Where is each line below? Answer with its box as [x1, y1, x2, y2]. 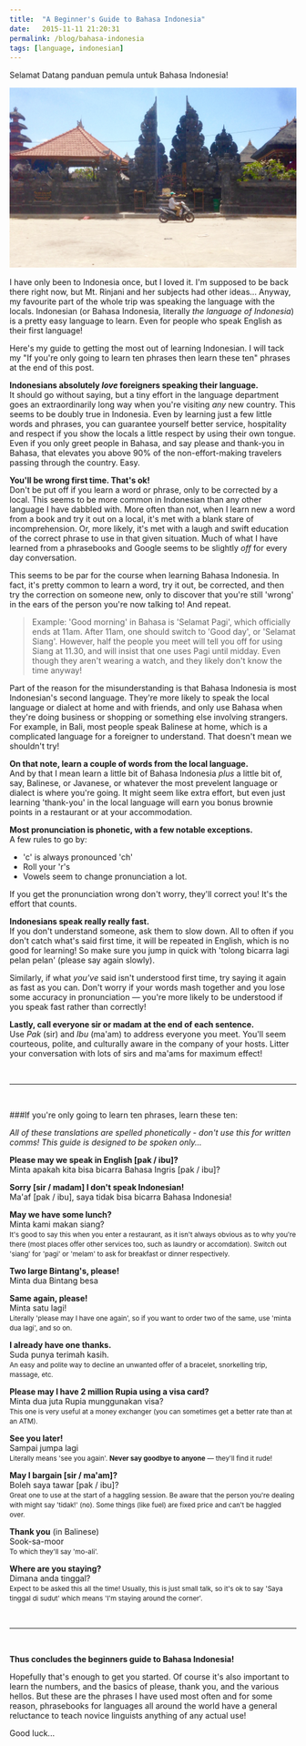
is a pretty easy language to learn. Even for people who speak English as [9, 315, 282, 327]
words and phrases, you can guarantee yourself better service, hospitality [9, 419, 287, 430]
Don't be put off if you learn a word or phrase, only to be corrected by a [9, 485, 279, 495]
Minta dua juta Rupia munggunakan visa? [9, 1396, 164, 1407]
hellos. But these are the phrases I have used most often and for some [9, 1690, 273, 1702]
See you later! [9, 1433, 64, 1444]
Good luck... [9, 1728, 56, 1739]
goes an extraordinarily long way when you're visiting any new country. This [9, 399, 296, 410]
